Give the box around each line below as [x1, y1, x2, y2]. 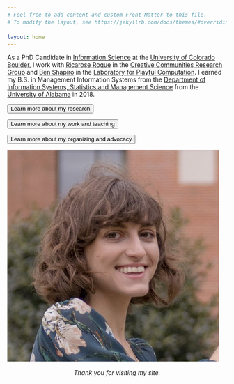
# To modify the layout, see [7, 18, 92, 26]
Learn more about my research [10, 105, 91, 113]
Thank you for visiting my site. [73, 369, 161, 377]
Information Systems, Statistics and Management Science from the [7, 83, 199, 91]
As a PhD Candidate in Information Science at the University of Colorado [7, 53, 216, 62]
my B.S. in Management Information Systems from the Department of [7, 75, 206, 84]
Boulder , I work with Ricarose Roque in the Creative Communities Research [7, 61, 223, 69]
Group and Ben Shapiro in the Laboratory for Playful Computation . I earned [7, 68, 222, 77]
